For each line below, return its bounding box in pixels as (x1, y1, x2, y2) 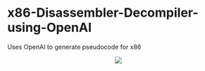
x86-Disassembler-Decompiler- (7, 5, 199, 21)
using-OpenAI (7, 19, 92, 35)
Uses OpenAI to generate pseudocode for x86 (7, 42, 142, 51)
